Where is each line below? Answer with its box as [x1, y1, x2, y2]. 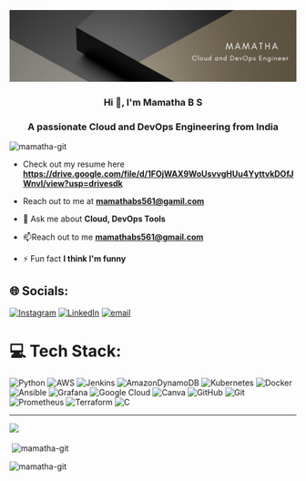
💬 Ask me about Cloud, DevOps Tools [22, 213, 166, 224]
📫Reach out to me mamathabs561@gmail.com [22, 231, 204, 242]
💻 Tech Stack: [9, 341, 122, 362]
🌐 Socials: [9, 283, 69, 299]
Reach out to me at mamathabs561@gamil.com [22, 196, 205, 207]
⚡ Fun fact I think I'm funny [22, 253, 127, 264]
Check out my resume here [22, 159, 126, 169]
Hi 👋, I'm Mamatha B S [103, 96, 203, 108]
